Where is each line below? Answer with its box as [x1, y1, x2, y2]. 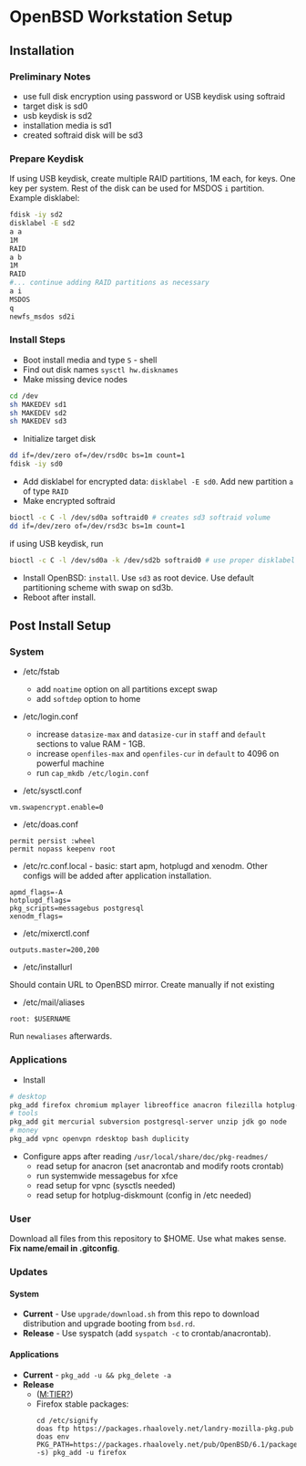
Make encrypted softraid [22, 496, 116, 507]
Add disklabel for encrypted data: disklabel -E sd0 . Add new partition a [22, 476, 294, 487]
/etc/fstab [22, 666, 60, 677]
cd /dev [9, 391, 39, 401]
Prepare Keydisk [9, 152, 84, 165]
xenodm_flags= [9, 912, 64, 921]
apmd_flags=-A [9, 888, 64, 897]
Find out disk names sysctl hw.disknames [22, 363, 179, 375]
